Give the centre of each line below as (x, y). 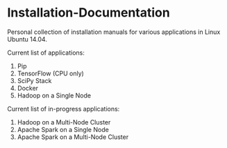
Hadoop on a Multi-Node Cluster (64, 122)
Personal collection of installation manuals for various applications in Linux (114, 32)
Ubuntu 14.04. (27, 39)
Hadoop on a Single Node (54, 95)
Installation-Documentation (89, 13)
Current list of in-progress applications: (64, 109)
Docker (28, 88)
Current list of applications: (46, 53)
